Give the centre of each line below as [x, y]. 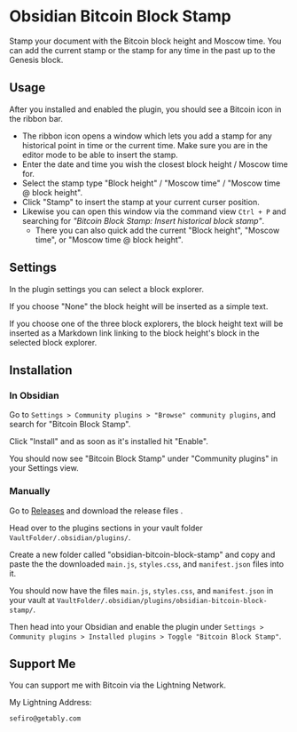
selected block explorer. [53, 342]
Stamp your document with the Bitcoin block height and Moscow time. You [145, 41]
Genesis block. [36, 60]
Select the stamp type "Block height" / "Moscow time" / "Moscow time [151, 183]
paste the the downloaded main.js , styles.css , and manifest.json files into [147, 564]
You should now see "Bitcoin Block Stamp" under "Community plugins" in [144, 458]
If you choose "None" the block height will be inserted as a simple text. [139, 306]
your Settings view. [44, 468]
